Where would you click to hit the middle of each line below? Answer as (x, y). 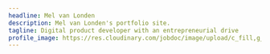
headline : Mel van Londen (51, 15)
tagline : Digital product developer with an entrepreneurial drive (124, 30)
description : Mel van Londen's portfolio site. (90, 23)
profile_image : (34, 38)
